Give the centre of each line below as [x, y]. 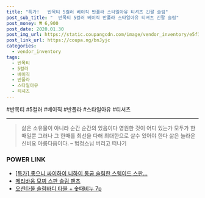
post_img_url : [24, 35]
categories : [21, 46]
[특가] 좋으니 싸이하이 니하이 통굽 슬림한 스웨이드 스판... [81, 174]
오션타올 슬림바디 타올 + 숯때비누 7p [58, 189]
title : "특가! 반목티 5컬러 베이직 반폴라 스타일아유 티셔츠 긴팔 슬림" [87, 12]
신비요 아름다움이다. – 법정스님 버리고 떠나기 [74, 143]
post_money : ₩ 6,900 [33, 23]
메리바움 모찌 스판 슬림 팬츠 [48, 181]
